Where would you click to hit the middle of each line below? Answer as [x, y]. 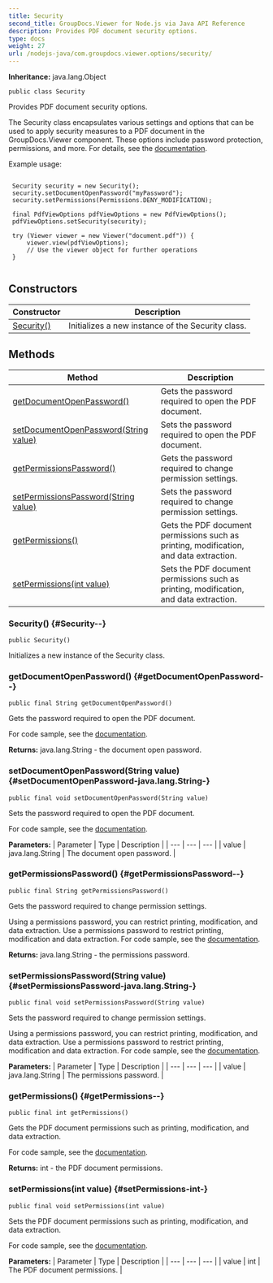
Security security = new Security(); [76, 186]
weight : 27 [27, 46]
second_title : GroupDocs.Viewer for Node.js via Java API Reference [127, 24]
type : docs [27, 39]
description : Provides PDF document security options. [103, 31]
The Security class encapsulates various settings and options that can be [131, 122]
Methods [32, 354]
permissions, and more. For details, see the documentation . [108, 148]
